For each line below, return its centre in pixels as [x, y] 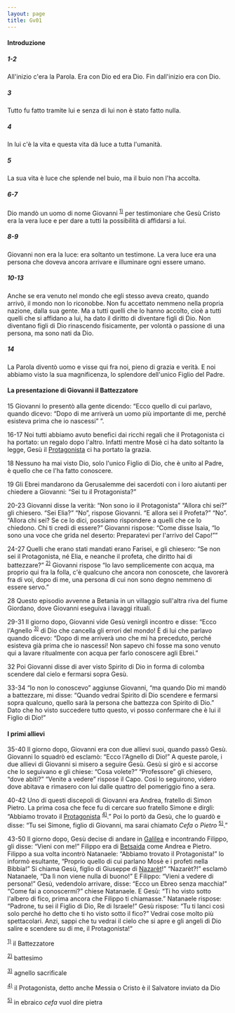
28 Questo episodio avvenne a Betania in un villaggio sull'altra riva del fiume [117, 601]
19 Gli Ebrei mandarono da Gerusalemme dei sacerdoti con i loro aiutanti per [117, 484]
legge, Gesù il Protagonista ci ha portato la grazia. [80, 449]
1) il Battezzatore [31, 943]
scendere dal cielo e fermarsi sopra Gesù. [68, 674]
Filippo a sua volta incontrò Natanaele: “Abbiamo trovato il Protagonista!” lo [116, 853]
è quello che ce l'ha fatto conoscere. [60, 470]
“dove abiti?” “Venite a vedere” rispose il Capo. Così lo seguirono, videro [112, 779]
